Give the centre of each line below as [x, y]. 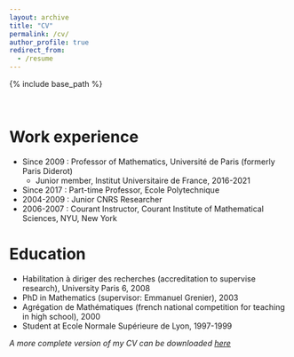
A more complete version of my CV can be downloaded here [120, 343]
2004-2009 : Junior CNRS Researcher [92, 199]
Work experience [74, 137]
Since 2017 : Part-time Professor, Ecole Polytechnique [121, 190]
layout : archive [39, 17]
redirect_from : [37, 51]
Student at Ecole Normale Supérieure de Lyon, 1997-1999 [127, 326]
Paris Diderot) [48, 171]
